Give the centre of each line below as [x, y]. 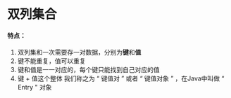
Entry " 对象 [35, 87]
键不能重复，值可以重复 [51, 61]
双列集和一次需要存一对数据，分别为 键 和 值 [79, 52]
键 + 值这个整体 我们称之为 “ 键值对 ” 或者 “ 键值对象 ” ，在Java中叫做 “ [121, 78]
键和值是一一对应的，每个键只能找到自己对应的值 [88, 70]
